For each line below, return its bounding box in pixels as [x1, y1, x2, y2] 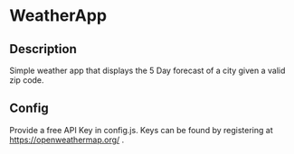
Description [9, 41, 77, 57]
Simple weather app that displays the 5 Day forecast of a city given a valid [9, 65, 286, 76]
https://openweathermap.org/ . [9, 134, 125, 145]
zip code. [9, 75, 44, 86]
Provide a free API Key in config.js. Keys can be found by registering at [9, 124, 273, 135]
